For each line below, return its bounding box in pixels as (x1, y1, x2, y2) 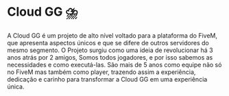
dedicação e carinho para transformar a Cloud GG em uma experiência (7, 75, 208, 83)
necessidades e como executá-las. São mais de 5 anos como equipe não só (7, 60, 222, 69)
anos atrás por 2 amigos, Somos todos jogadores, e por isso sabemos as (7, 53, 213, 61)
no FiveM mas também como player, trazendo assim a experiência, (7, 68, 196, 76)
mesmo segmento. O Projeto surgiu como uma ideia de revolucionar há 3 (7, 46, 214, 54)
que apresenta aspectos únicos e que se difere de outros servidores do (7, 38, 209, 47)
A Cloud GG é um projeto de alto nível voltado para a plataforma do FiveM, (7, 31, 218, 40)
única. (7, 82, 25, 91)
